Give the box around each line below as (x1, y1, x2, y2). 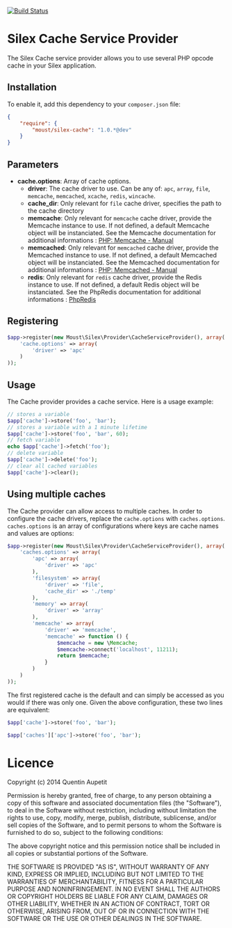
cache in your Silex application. (7, 61, 97, 70)
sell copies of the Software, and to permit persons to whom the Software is (7, 821, 222, 829)
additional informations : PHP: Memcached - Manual (27, 265, 178, 274)
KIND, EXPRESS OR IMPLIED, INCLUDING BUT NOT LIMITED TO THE (7, 870, 204, 879)
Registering (7, 315, 59, 327)
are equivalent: (7, 705, 50, 714)
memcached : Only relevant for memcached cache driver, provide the (27, 243, 219, 252)
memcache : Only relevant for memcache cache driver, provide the (27, 214, 212, 222)
